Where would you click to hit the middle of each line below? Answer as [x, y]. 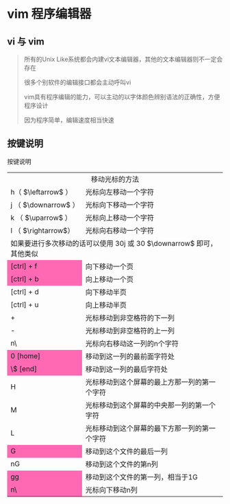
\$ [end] [24, 368]
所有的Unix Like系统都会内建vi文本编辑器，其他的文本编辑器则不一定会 [123, 59]
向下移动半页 [106, 292]
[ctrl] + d [25, 292]
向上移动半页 [106, 305]
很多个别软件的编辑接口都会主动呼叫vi [77, 82]
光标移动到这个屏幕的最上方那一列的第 [147, 382]
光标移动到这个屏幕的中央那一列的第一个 [150, 405]
